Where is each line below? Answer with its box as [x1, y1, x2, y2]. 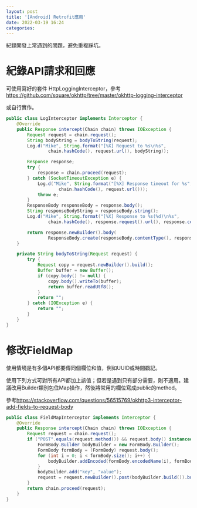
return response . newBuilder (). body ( [27, 230, 117, 236]
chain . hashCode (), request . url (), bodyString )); [47, 148, 169, 154]
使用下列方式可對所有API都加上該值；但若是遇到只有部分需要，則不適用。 [6, 376, 184, 383]
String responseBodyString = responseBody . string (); [27, 208, 159, 214]
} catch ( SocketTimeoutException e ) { [27, 175, 122, 181]
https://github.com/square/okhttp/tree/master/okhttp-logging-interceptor [6, 92, 183, 99]
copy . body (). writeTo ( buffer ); [47, 278, 122, 284]
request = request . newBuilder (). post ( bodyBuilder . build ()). [37, 475, 188, 480]
